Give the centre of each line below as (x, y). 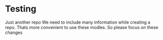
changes (14, 32)
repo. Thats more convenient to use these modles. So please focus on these (82, 27)
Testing (21, 9)
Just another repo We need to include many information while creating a (78, 22)
